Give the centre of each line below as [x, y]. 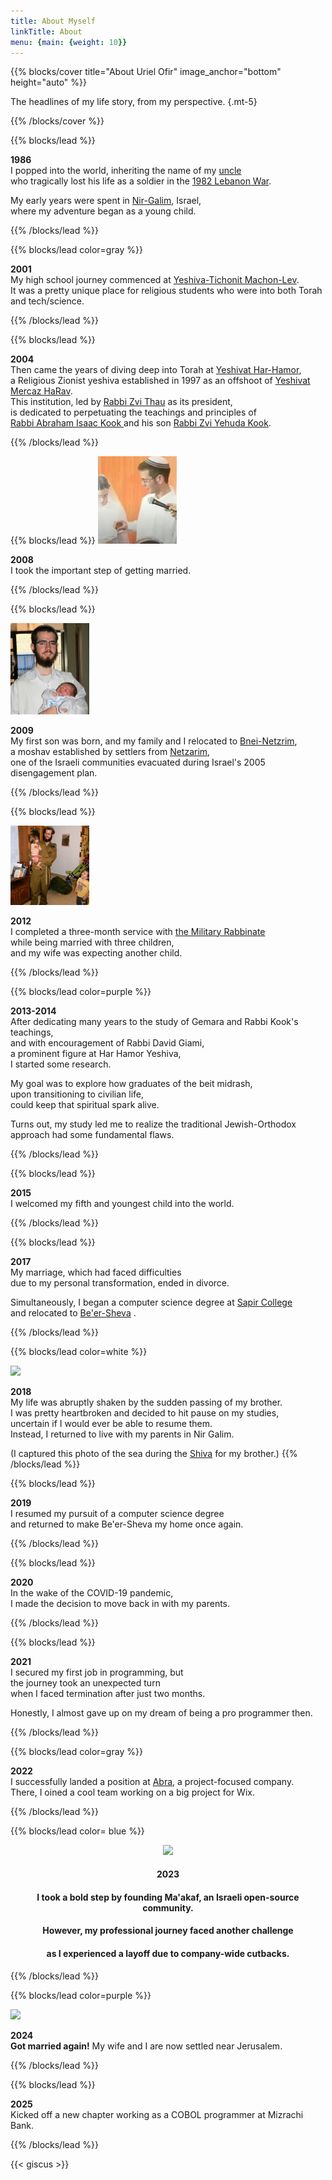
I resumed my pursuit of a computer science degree [117, 1513]
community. [168, 1907]
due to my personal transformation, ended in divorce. [120, 1282]
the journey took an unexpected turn [85, 1682]
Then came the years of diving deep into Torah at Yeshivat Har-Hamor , [156, 370]
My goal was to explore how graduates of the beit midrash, [131, 1083]
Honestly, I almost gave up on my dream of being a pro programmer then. [161, 1712]
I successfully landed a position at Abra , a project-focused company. [152, 1781]
